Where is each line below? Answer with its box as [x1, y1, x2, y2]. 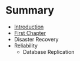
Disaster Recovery [14, 36, 59, 43]
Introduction [14, 23, 44, 30]
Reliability [14, 42, 38, 49]
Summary [5, 4, 54, 17]
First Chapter [14, 29, 46, 36]
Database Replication [22, 48, 75, 55]
